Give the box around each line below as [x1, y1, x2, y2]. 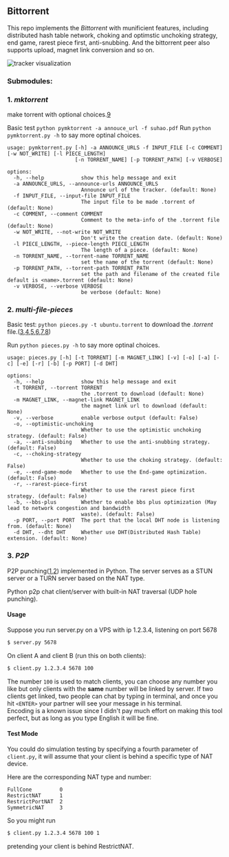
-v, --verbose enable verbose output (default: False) [13, 414, 198, 422]
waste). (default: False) [80, 511, 155, 518]
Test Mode [7, 730, 39, 738]
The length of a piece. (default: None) [80, 247, 198, 254]
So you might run [7, 816, 56, 825]
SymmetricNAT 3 [7, 804, 63, 811]
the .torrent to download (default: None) [80, 390, 205, 398]
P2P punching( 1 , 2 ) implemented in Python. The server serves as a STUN [7, 567, 213, 575]
